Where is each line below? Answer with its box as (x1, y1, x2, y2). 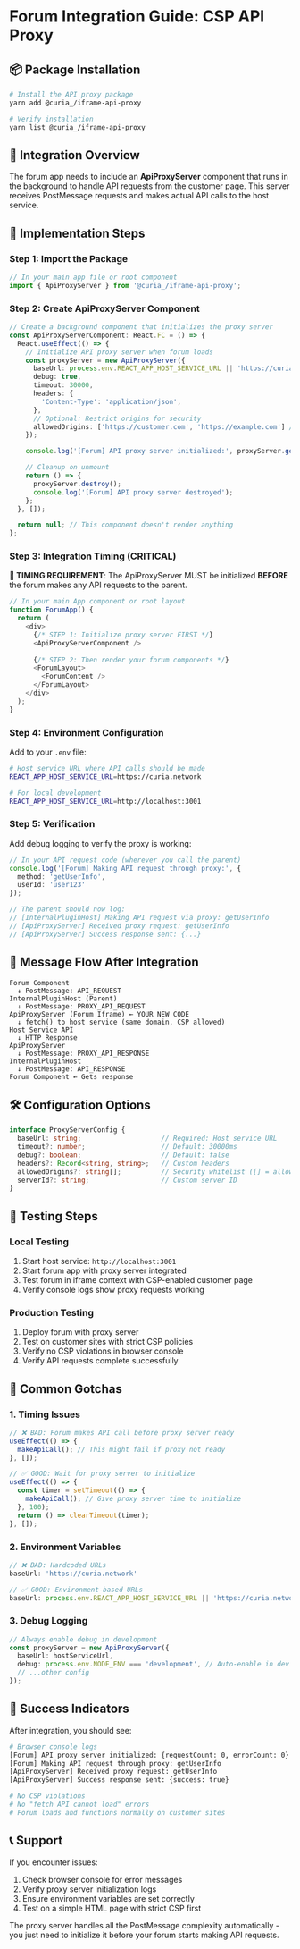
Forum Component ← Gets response (9, 1072, 134, 1081)
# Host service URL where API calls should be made (9, 764, 205, 773)
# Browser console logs (9, 1742, 98, 1751)
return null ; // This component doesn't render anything (17, 520, 234, 529)
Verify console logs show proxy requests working (21, 1285, 205, 1295)
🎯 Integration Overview (9, 148, 140, 163)
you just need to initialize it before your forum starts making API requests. (9, 1929, 279, 1940)
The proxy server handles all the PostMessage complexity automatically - (9, 1919, 279, 1930)
